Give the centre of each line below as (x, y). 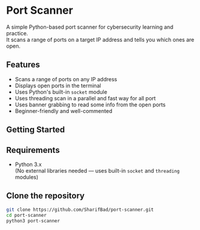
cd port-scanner (26, 215)
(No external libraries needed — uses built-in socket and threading (97, 170)
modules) (27, 177)
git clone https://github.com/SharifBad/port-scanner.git (80, 210)
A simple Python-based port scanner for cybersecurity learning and (90, 27)
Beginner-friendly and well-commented (63, 111)
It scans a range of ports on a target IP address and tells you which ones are (100, 39)
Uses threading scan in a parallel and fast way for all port (85, 98)
